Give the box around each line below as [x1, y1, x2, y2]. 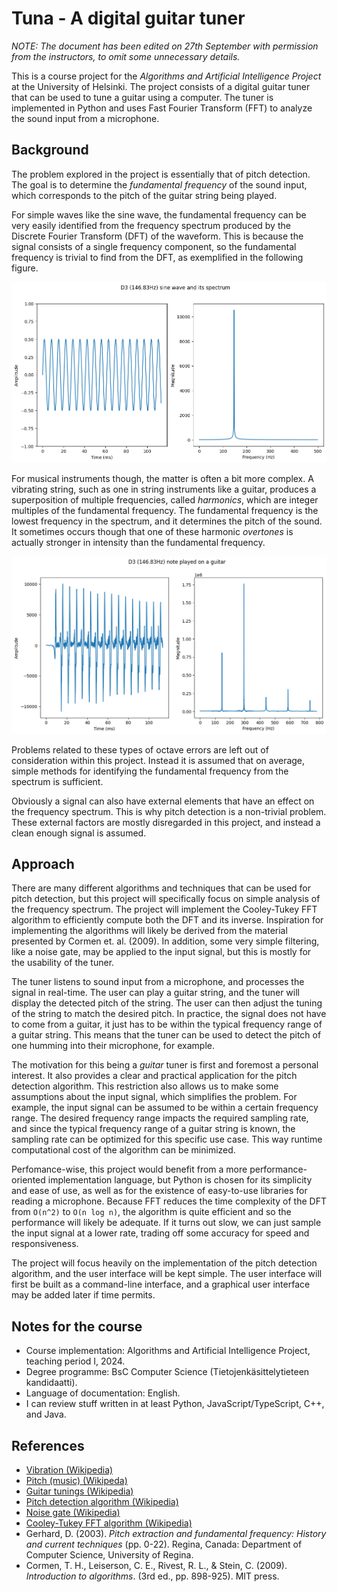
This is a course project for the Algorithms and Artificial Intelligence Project [11, 70, 322, 82]
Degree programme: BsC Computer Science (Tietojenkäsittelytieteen [25, 1366, 310, 1378]
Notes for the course [11, 1318, 143, 1335]
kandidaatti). [25, 1377, 78, 1389]
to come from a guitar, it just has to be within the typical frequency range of [11, 1018, 323, 1031]
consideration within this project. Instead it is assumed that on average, [11, 754, 306, 766]
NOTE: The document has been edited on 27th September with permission [11, 40, 319, 52]
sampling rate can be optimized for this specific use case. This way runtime [11, 1133, 323, 1146]
